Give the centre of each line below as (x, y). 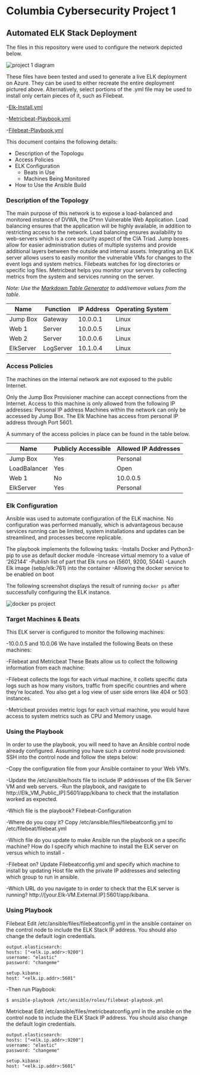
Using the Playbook (35, 732)
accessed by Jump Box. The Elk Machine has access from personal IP (92, 416)
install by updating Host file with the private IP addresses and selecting (93, 871)
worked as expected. (32, 799)
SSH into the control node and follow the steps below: (72, 757)
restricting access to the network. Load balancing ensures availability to (94, 232)
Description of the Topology (48, 200)
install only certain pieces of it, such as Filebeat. (65, 96)
